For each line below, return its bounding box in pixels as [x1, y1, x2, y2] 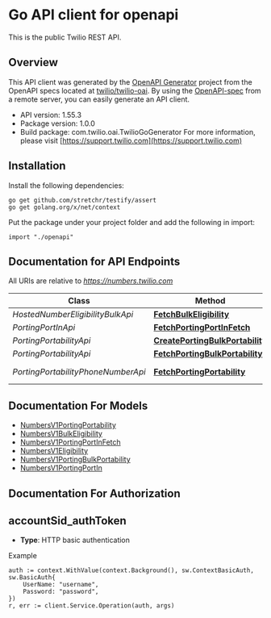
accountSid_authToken [8, 514, 127, 528]
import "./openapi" [8, 232, 74, 241]
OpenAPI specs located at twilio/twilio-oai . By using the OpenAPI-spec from [8, 86, 261, 95]
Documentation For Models [8, 399, 148, 412]
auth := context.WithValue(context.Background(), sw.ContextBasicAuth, [8, 566, 254, 574]
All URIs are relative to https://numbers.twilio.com [8, 276, 173, 286]
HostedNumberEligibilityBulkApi [12, 309, 134, 320]
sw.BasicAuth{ [8, 574, 56, 582]
